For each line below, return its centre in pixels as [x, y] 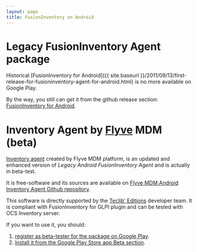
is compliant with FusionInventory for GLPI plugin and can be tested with [95, 207]
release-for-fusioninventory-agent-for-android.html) [70, 82]
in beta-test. [21, 171]
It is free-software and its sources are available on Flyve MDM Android [92, 183]
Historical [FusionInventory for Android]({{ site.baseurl [73, 75]
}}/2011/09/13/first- [163, 75]
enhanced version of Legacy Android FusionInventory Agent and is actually [98, 165]
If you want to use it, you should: [46, 225]
